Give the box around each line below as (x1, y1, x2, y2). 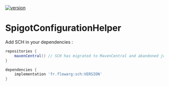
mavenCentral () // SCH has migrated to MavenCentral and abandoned (14, 53, 158, 58)
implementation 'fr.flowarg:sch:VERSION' (14, 72, 102, 77)
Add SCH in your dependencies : (5, 39, 73, 45)
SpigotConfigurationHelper (5, 23, 122, 34)
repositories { (5, 48, 37, 54)
